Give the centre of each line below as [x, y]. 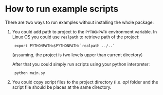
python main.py [30, 73]
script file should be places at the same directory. [62, 87]
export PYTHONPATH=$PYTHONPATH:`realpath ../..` [65, 46]
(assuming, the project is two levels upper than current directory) [77, 55]
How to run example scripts [62, 9]
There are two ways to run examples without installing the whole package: [80, 22]
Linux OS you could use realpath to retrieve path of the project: [76, 37]
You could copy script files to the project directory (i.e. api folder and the [85, 82]
